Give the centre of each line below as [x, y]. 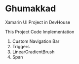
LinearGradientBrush [33, 52]
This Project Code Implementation [40, 32]
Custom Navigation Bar [36, 41]
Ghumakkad [31, 9]
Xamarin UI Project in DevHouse [38, 22]
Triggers [21, 46]
